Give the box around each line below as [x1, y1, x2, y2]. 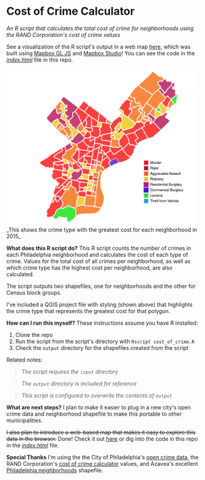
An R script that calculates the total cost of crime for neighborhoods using [6, 25, 194, 32]
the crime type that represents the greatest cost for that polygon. [6, 307, 170, 314]
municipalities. [6, 416, 43, 424]
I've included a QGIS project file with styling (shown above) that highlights [6, 301, 193, 308]
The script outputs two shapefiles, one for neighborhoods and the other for [6, 282, 196, 290]
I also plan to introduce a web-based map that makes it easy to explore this [6, 428, 196, 436]
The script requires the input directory [21, 368, 119, 375]
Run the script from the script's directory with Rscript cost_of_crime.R [15, 338, 195, 345]
